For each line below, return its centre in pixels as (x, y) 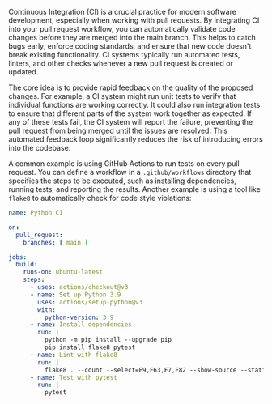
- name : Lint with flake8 (73, 355)
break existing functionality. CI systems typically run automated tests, (124, 55)
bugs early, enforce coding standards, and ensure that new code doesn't (130, 46)
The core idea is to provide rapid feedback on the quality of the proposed (131, 87)
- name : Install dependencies (81, 325)
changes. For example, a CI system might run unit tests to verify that (122, 96)
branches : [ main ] (56, 242)
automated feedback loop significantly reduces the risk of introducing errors (136, 139)
